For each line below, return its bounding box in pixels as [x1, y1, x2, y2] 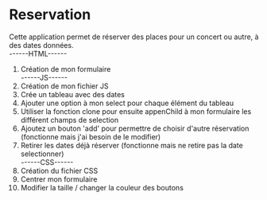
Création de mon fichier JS [20, 81, 109, 91]
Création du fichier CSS [20, 166, 99, 175]
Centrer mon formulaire [20, 174, 98, 184]
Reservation [9, 6, 91, 24]
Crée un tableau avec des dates [20, 89, 126, 99]
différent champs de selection [20, 115, 119, 124]
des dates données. [9, 40, 74, 49]
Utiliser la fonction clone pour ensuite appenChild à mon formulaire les [20, 106, 252, 116]
